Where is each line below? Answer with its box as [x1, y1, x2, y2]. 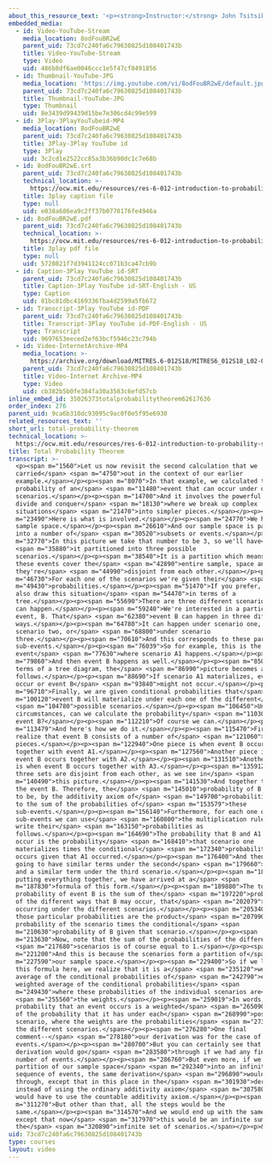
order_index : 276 [8, 402, 67, 410]
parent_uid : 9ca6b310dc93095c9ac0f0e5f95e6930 [8, 409, 168, 418]
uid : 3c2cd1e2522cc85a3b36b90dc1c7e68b [23, 154, 157, 162]
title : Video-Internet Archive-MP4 [23, 372, 143, 380]
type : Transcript [23, 327, 81, 335]
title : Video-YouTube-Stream [23, 49, 121, 57]
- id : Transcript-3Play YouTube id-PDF [15, 304, 150, 312]
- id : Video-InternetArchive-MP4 [15, 342, 128, 350]
